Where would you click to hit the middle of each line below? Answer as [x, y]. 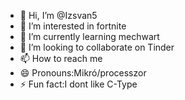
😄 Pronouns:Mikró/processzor [83, 73]
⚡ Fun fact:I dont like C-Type [78, 84]
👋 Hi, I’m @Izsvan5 [58, 15]
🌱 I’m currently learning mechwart [89, 36]
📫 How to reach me [61, 58]
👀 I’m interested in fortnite [73, 26]
